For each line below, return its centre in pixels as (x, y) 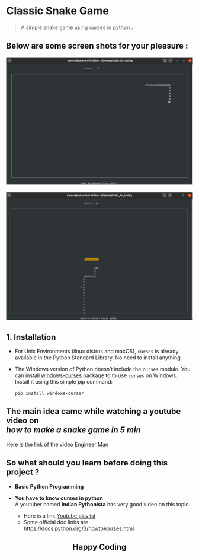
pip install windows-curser (49, 393)
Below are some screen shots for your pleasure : (97, 46)
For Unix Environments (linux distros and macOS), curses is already (97, 352)
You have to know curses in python (59, 498)
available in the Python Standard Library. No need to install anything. (98, 358)
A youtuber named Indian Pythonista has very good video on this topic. (102, 504)
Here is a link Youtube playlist (60, 516)
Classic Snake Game (58, 11)
